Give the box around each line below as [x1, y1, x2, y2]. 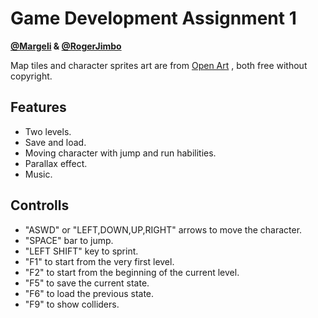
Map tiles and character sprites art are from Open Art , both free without [10, 59, 308, 71]
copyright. [10, 70, 53, 82]
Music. [24, 168, 53, 180]
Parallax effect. [24, 157, 88, 169]
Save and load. [24, 136, 87, 148]
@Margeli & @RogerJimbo [10, 40, 122, 52]
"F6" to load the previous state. [24, 287, 155, 299]
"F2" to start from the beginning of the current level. [24, 266, 240, 278]
